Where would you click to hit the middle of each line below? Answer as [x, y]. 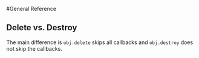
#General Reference [31, 9]
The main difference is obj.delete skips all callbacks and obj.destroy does [100, 42]
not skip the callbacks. [34, 48]
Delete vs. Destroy [42, 27]
